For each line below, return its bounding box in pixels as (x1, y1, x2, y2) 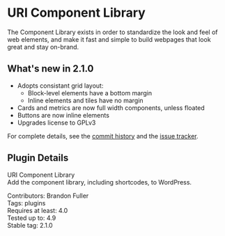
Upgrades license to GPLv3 (17, 118, 96, 127)
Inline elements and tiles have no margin (27, 96, 144, 104)
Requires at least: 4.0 (7, 206, 68, 214)
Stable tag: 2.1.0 (7, 221, 54, 229)
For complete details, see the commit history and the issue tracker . (7, 132, 199, 140)
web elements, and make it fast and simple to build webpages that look (7, 35, 211, 43)
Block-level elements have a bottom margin (27, 88, 152, 97)
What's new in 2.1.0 (7, 63, 94, 74)
